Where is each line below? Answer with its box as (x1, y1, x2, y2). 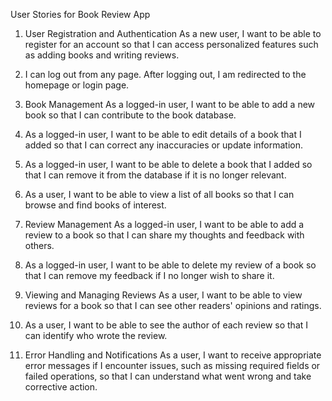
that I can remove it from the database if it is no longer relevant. (24, 169, 287, 181)
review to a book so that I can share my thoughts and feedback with (24, 229, 305, 241)
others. (24, 240, 55, 251)
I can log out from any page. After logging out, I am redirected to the (24, 69, 307, 80)
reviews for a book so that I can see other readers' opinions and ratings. (24, 300, 322, 311)
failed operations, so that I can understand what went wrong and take (24, 370, 312, 382)
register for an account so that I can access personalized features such (24, 39, 319, 50)
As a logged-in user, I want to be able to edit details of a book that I (24, 129, 302, 140)
